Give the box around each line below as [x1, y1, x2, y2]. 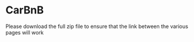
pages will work [5, 29, 44, 36]
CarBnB [5, 3, 44, 17]
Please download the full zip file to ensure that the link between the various [5, 23, 189, 30]
